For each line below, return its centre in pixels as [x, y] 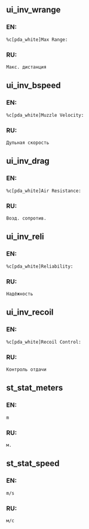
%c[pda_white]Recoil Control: [44, 342]
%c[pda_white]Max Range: [37, 39]
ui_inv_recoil [30, 312]
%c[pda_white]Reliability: [40, 266]
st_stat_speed [33, 464]
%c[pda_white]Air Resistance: [44, 191]
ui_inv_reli [25, 237]
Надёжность [20, 294]
